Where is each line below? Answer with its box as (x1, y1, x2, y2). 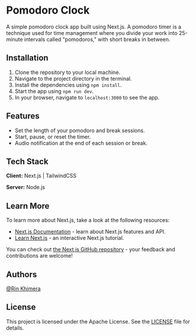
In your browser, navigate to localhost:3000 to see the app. (14, 94, 160, 101)
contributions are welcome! (6, 252, 73, 260)
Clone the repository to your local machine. (14, 69, 120, 76)
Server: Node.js (6, 184, 46, 191)
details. (6, 324, 24, 331)
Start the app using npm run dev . (14, 87, 94, 95)
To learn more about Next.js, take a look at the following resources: (6, 217, 170, 224)
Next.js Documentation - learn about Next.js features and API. (14, 228, 166, 235)
